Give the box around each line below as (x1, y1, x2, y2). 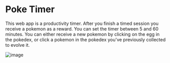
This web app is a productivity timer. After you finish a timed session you (5, 20, 159, 26)
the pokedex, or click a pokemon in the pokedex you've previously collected (5, 37, 166, 43)
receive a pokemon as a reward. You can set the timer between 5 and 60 (5, 25, 159, 31)
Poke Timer (5, 4, 55, 15)
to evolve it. (5, 42, 30, 48)
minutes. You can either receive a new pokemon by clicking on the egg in (5, 31, 160, 37)
